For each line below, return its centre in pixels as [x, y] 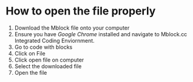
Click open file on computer [49, 60]
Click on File [30, 53]
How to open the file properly [81, 11]
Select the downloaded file [48, 66]
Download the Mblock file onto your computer [72, 28]
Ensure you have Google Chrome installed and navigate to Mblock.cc [101, 34]
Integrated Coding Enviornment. [54, 40]
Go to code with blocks [43, 47]
